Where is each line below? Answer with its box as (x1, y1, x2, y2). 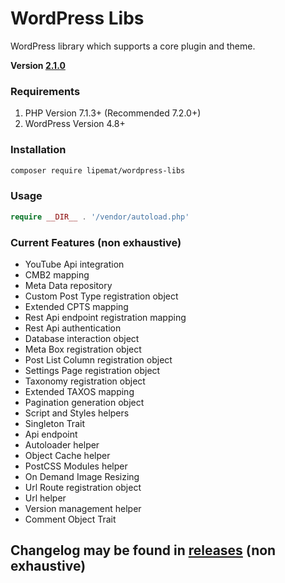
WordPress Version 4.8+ (24, 118, 126, 130)
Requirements (10, 84, 81, 98)
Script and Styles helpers (24, 407, 130, 419)
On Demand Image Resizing (24, 470, 140, 482)
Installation (10, 143, 67, 157)
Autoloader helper (24, 438, 100, 451)
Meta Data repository (24, 279, 113, 291)
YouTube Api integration (24, 258, 125, 270)
